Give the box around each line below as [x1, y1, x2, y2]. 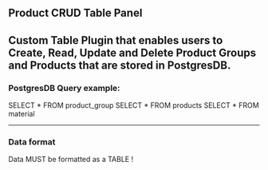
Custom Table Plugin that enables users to [8, 34, 223, 47]
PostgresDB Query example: [8, 82, 121, 93]
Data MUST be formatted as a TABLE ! [8, 155, 134, 164]
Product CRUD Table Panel [8, 6, 143, 20]
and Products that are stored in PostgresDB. [8, 58, 231, 72]
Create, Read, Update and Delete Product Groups [8, 45, 257, 59]
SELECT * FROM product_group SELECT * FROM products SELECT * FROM [8, 101, 259, 110]
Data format [8, 136, 56, 147]
